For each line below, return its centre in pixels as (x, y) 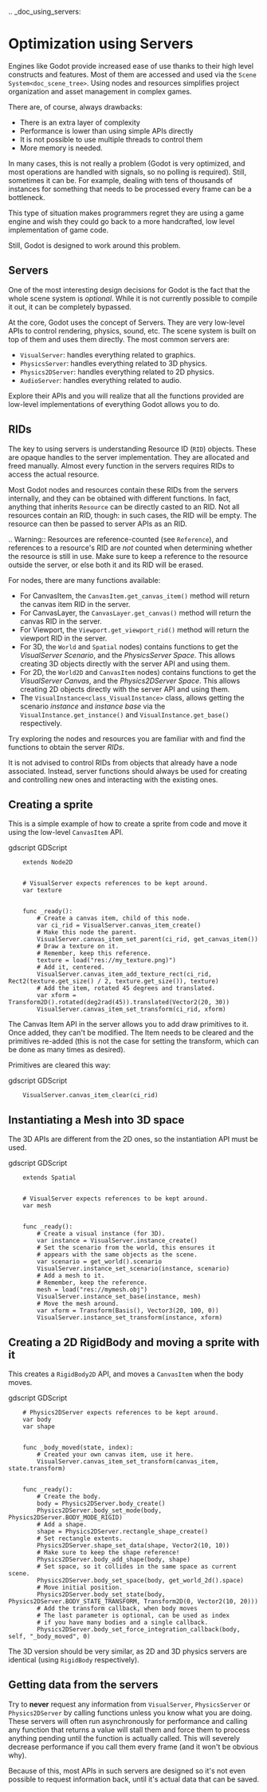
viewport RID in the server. (63, 638)
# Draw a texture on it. (78, 947)
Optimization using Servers (101, 44)
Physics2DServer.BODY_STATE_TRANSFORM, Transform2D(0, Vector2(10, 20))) (133, 1602)
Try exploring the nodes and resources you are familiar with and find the (127, 738)
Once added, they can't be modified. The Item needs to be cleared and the (131, 1033)
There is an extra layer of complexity (80, 122)
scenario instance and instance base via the (92, 706)
